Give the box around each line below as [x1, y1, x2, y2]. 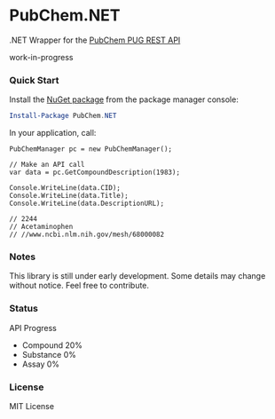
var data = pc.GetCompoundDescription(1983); [9, 168, 180, 178]
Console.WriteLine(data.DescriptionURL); [9, 199, 165, 209]
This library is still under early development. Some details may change [9, 271, 266, 281]
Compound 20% [21, 339, 82, 351]
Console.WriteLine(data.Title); [9, 192, 129, 201]
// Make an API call [9, 161, 86, 170]
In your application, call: [9, 128, 97, 138]
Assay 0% [21, 359, 60, 369]
